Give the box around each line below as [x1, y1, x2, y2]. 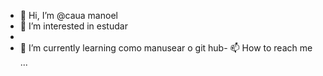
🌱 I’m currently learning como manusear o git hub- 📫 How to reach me [19, 42, 313, 54]
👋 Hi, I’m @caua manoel [19, 10, 118, 21]
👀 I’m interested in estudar [19, 20, 128, 32]
